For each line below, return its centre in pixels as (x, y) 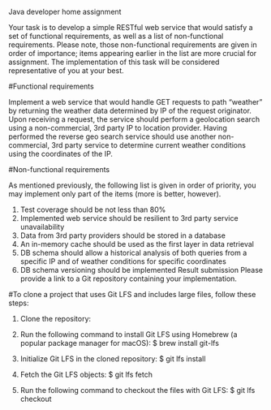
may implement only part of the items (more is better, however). (115, 194)
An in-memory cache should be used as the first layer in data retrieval (137, 244)
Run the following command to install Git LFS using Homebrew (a (129, 334)
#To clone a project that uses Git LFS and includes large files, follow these (132, 294)
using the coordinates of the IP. (61, 154)
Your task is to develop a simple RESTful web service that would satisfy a (131, 27)
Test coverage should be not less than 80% (93, 209)
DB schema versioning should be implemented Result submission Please (142, 270)
